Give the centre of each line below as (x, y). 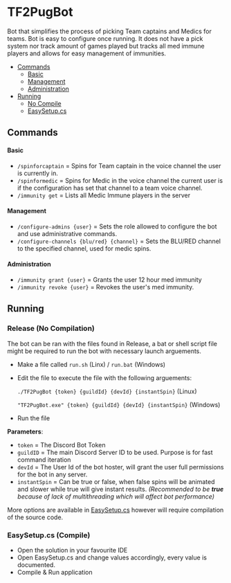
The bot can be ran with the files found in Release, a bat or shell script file (112, 343)
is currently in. (38, 173)
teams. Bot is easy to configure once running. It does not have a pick (105, 38)
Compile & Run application (55, 572)
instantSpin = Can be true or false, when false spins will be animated (116, 481)
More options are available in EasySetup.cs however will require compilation (115, 510)
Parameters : (25, 431)
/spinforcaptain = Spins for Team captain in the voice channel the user (119, 165)
